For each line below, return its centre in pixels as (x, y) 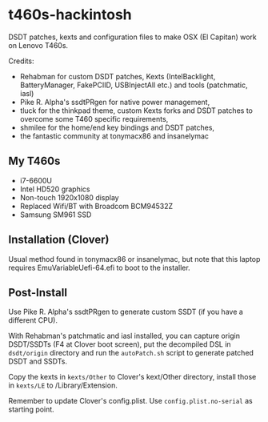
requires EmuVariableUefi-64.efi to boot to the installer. (99, 267)
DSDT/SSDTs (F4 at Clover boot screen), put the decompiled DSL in (120, 344)
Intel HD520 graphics (55, 189)
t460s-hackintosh (70, 15)
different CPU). (33, 320)
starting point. (31, 409)
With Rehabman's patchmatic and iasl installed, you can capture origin (124, 336)
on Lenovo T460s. (38, 45)
